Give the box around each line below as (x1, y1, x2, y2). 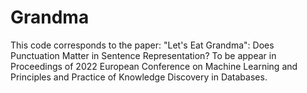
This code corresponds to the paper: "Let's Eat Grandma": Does (10, 39, 275, 51)
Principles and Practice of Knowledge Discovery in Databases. (10, 71, 268, 83)
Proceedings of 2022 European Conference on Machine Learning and (10, 60, 298, 72)
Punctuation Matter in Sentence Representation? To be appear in (10, 49, 277, 61)
